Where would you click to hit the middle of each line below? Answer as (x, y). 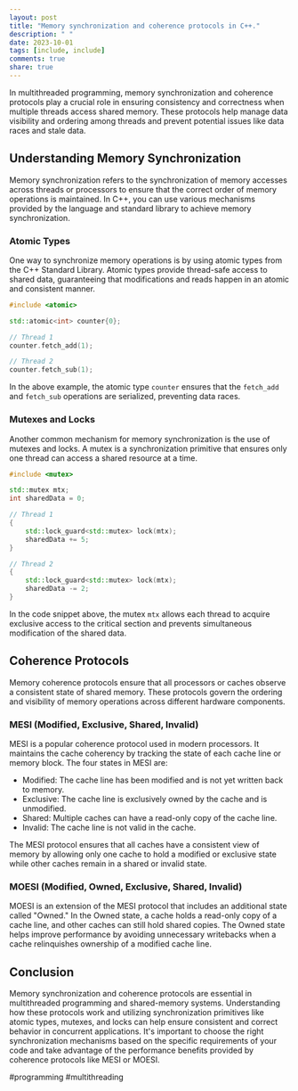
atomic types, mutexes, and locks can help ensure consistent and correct (144, 1022)
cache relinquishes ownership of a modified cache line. (110, 944)
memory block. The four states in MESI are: (89, 763)
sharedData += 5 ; (57, 539)
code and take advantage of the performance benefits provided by (132, 1050)
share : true (31, 68)
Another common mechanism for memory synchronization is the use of (140, 439)
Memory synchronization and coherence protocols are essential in (131, 994)
